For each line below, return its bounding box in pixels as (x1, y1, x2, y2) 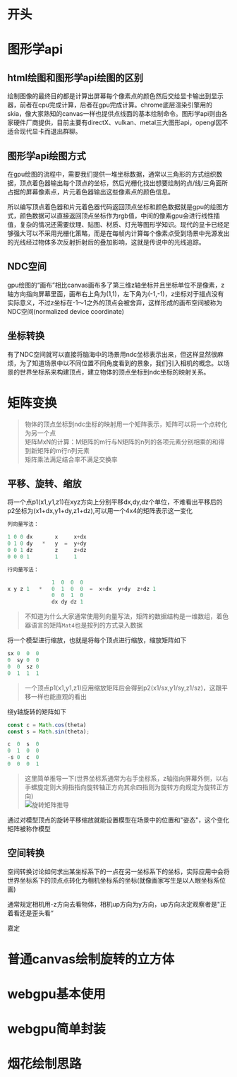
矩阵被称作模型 (7, 824, 51, 832)
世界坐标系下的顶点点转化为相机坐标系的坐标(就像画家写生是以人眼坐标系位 (7, 876, 226, 884)
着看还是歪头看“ (7, 909, 54, 917)
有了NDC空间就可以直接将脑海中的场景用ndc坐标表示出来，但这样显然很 (7, 350, 217, 358)
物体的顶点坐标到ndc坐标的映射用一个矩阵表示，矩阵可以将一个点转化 (24, 420, 228, 428)
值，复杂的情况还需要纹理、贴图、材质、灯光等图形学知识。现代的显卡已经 (7, 220, 224, 228)
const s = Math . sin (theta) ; (7, 728, 90, 735)
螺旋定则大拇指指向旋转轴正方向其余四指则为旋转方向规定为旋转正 (30, 782, 223, 791)
